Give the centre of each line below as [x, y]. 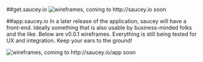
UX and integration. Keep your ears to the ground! [69, 40]
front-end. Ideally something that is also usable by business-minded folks [99, 28]
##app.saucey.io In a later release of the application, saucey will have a [97, 21]
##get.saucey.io [27, 9]
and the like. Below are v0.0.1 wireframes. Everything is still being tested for [102, 34]
